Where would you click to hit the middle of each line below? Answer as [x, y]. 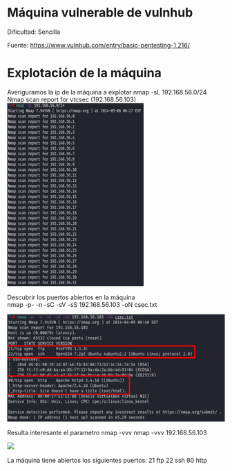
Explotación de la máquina [85, 73]
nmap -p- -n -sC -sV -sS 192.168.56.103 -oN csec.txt [82, 304]
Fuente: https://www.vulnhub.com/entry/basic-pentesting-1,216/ [99, 45]
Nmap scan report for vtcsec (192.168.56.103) [72, 99]
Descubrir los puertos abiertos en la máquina [71, 297]
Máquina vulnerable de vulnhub [100, 13]
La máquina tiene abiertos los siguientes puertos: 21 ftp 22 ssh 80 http [107, 460]
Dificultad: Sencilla [34, 32]
